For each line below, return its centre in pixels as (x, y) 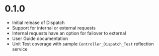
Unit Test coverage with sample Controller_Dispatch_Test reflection (83, 43)
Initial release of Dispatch (38, 22)
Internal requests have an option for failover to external (69, 33)
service (20, 49)
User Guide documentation (40, 38)
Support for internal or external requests (54, 27)
